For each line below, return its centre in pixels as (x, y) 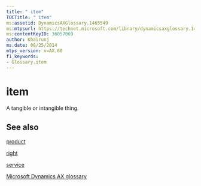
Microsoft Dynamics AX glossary (47, 176)
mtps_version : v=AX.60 (34, 51)
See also (22, 127)
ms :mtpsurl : (21, 28)
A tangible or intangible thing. (42, 108)
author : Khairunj (28, 40)
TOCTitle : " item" (29, 17)
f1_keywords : (22, 56)
